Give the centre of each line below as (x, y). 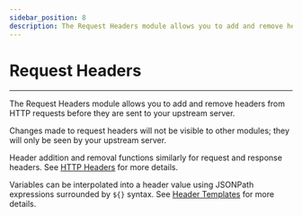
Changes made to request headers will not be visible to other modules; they (150, 130)
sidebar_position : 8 (48, 18)
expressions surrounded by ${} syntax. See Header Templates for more (142, 194)
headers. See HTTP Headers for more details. (93, 167)
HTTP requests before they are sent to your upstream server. (122, 113)
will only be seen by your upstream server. (88, 140)
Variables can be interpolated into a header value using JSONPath (132, 184)
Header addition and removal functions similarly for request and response (146, 157)
